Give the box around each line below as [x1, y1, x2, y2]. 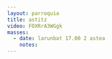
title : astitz [7, 16, 48, 23]
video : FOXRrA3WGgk [7, 22, 63, 29]
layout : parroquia [7, 9, 59, 17]
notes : [19, 41, 38, 48]
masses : [7, 28, 29, 36]
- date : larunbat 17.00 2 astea [13, 35, 106, 42]
